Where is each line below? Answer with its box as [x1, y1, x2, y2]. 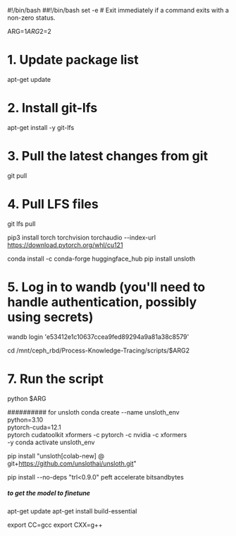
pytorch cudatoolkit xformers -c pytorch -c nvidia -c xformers [7, 430, 187, 439]
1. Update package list [7, 52, 139, 68]
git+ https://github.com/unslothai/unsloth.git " [7, 459, 137, 467]
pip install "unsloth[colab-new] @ [7, 451, 104, 460]
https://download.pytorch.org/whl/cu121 [7, 240, 123, 249]
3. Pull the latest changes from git [7, 148, 209, 165]
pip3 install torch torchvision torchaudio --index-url [7, 233, 156, 242]
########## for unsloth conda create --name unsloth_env [7, 407, 180, 416]
